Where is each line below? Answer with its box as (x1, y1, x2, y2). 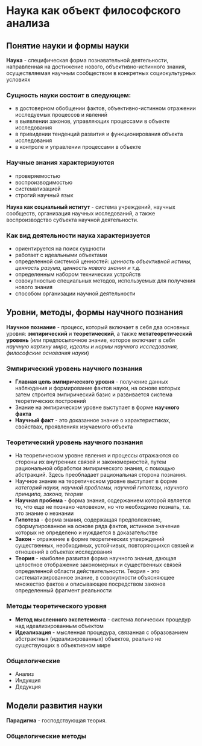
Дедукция (14, 683, 41, 690)
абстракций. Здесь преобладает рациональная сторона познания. (14, 471, 187, 479)
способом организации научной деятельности (14, 290, 136, 297)
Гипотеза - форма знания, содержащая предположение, (14, 516, 162, 523)
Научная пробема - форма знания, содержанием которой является (14, 497, 191, 504)
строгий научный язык (14, 191, 74, 198)
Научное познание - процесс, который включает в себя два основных (6, 323, 190, 330)
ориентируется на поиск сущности (14, 244, 106, 252)
